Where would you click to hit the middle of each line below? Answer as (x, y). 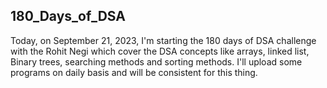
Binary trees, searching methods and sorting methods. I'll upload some (156, 61)
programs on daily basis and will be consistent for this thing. (134, 72)
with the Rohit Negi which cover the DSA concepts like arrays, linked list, (160, 51)
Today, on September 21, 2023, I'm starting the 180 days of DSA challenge (163, 40)
